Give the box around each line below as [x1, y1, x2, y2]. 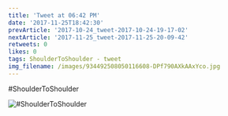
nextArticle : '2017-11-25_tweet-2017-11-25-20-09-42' [8, 33, 189, 42]
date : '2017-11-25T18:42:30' [8, 19, 104, 27]
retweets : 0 [8, 41, 47, 49]
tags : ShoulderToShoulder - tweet [8, 56, 122, 63]
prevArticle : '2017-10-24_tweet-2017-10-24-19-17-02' [8, 26, 189, 34]
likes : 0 [8, 48, 37, 56]
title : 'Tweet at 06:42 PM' [8, 11, 101, 20]
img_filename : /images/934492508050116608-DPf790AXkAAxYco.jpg [8, 63, 221, 71]
